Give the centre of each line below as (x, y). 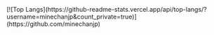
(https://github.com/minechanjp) (54, 24)
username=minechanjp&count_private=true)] (72, 16)
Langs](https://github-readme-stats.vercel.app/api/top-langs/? (116, 9)
